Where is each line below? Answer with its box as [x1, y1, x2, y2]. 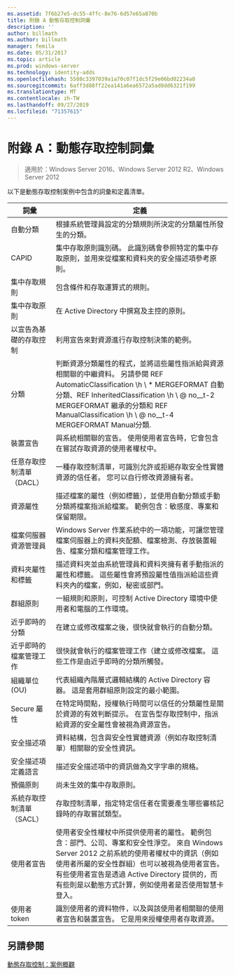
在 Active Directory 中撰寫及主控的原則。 [55, 306, 190, 315]
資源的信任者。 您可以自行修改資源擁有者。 [55, 472, 198, 482]
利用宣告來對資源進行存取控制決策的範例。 [55, 334, 196, 344]
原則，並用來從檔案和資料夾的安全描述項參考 [62, 253, 210, 263]
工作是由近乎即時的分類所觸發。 [62, 656, 168, 666]
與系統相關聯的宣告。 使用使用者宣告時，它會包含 [55, 432, 219, 442]
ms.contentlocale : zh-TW [7, 95, 80, 102]
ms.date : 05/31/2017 [7, 50, 68, 57]
